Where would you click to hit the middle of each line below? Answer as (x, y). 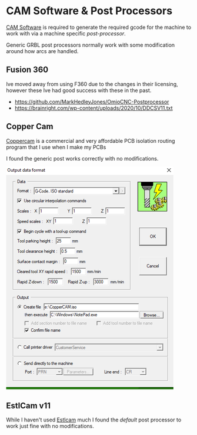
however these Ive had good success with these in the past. (79, 90)
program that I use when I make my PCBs (56, 147)
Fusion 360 (27, 70)
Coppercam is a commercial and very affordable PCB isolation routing (91, 140)
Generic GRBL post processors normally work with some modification (91, 45)
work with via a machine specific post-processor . (66, 33)
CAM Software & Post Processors (89, 11)
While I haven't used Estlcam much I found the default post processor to (94, 420)
